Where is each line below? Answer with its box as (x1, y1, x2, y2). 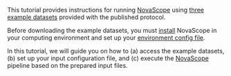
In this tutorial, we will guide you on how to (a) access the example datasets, (7, 47, 225, 55)
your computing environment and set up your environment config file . (7, 34, 205, 42)
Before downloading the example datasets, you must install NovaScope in (7, 27, 217, 34)
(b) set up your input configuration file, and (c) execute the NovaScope (7, 54, 209, 62)
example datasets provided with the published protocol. (7, 13, 166, 21)
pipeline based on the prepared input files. (7, 62, 128, 69)
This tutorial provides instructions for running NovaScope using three (7, 6, 205, 14)
